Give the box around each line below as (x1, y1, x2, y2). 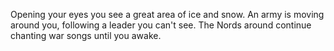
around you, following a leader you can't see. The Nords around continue (10, 19, 312, 31)
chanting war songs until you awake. (10, 30, 162, 41)
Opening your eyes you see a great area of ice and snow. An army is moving (10, 9, 325, 20)
